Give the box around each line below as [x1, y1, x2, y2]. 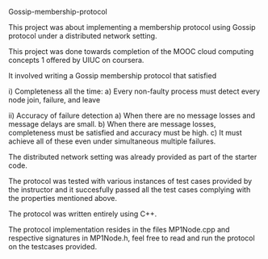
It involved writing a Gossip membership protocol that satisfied [8, 71, 216, 80]
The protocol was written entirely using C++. [8, 209, 157, 219]
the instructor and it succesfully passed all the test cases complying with [8, 185, 251, 194]
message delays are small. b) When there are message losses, [8, 119, 216, 128]
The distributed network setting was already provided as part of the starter [8, 152, 258, 161]
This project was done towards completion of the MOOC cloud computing [8, 47, 254, 56]
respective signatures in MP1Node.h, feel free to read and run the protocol [8, 233, 256, 243]
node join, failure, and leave [8, 95, 101, 104]
